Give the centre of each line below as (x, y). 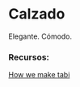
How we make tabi (39, 75)
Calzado (37, 14)
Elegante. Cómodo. (40, 36)
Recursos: (29, 57)
